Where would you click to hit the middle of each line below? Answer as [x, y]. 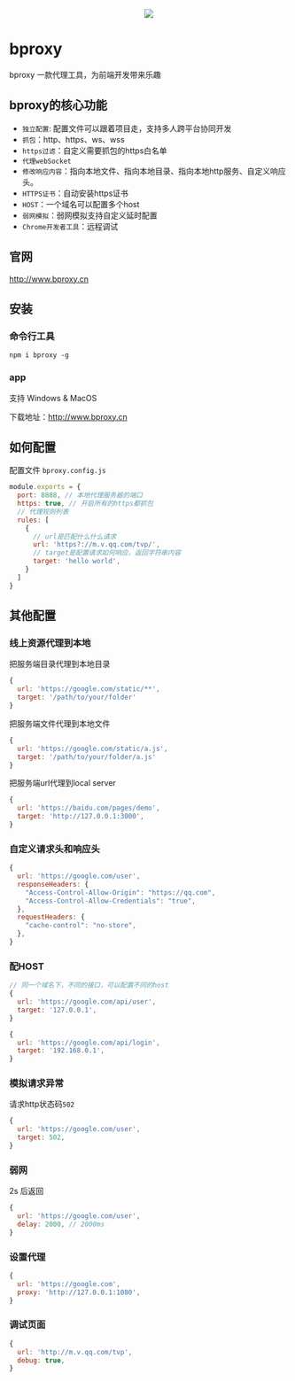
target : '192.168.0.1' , [61, 1051]
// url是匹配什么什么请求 [74, 536]
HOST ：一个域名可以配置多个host [81, 204]
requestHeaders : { [51, 917]
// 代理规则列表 [43, 512]
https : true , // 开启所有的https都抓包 [85, 504]
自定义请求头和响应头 [54, 849]
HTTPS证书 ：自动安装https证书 [75, 193]
